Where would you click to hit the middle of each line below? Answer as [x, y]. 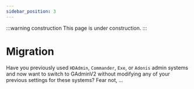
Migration [30, 51]
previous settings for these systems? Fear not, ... [65, 80]
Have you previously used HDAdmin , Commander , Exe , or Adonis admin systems [97, 67]
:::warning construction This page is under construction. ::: [77, 28]
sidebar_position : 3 [31, 11]
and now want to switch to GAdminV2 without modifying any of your [88, 74]
